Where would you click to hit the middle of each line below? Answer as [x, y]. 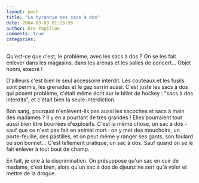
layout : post [22, 12]
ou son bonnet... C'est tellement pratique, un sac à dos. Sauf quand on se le [99, 143]
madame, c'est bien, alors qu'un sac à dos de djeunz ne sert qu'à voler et [97, 167]
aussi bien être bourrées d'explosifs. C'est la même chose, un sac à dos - [97, 124]
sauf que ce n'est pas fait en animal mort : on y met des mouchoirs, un [93, 130]
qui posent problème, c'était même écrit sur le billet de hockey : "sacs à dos [100, 93]
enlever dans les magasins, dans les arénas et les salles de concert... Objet [99, 63]
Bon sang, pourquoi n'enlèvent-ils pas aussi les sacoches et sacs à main [95, 111]
